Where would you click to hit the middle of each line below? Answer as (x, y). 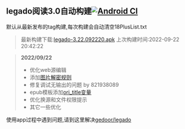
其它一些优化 (45, 107)
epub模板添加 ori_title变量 (60, 92)
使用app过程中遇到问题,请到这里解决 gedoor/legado (69, 119)
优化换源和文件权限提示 (58, 99)
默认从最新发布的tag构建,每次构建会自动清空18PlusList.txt (76, 27)
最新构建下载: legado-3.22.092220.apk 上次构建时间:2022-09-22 (100, 39)
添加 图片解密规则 (51, 77)
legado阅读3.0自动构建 (49, 11)
